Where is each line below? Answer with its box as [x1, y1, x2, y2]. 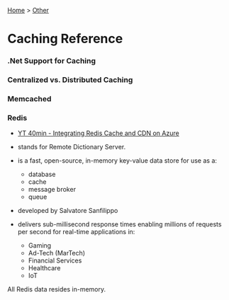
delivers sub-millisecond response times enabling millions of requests [17, 220, 222, 229]
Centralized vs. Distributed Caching [7, 75, 133, 85]
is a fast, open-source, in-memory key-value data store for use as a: [17, 156, 218, 165]
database [28, 170, 56, 179]
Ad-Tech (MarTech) [28, 249, 86, 258]
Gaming [28, 241, 52, 250]
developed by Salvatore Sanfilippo [17, 207, 118, 215]
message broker [28, 185, 77, 194]
